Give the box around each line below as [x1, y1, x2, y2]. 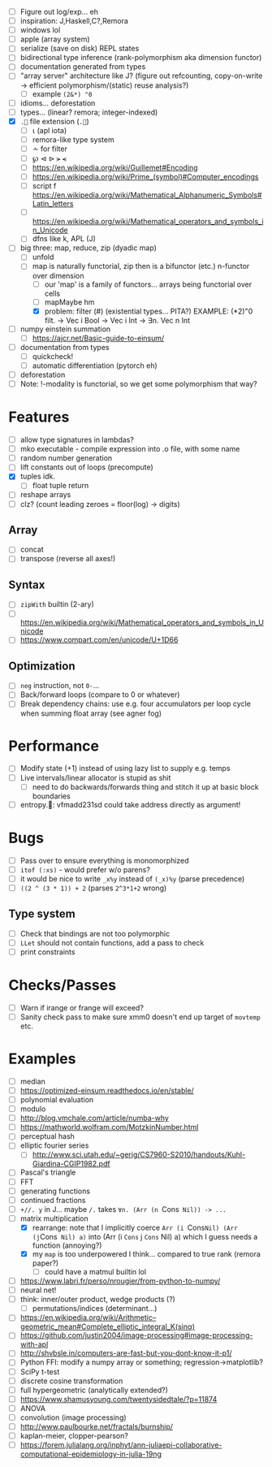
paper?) [32, 1258, 59, 1268]
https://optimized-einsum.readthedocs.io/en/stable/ [19, 1085, 195, 1095]
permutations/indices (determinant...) [32, 1304, 158, 1313]
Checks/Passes [8, 976, 116, 994]
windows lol [19, 25, 61, 35]
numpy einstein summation [19, 324, 111, 334]
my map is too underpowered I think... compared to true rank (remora [32, 1248, 261, 1258]
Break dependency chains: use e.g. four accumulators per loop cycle [19, 699, 252, 709]
